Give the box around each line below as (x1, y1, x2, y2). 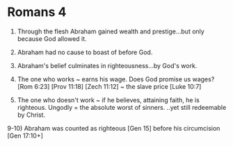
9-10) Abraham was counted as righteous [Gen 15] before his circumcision (7, 124, 220, 132)
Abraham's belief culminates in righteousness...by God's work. (17, 61, 198, 70)
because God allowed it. (17, 34, 87, 42)
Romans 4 (7, 4, 67, 20)
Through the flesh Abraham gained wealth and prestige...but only (17, 27, 205, 35)
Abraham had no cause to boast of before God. (17, 48, 153, 56)
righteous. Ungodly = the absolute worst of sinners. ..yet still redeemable (17, 103, 227, 111)
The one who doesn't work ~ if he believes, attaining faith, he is (17, 95, 200, 104)
